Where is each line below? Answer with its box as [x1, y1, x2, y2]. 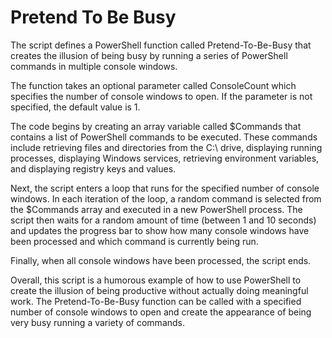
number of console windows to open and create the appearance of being [10, 306, 312, 318]
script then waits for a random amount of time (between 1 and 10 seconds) [10, 214, 317, 226]
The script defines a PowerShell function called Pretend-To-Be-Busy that [10, 39, 312, 51]
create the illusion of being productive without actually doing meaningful [10, 284, 309, 296]
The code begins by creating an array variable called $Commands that [10, 120, 302, 132]
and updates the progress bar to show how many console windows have [10, 224, 310, 236]
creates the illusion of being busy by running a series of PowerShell [10, 49, 288, 61]
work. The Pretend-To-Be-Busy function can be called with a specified [10, 295, 302, 307]
